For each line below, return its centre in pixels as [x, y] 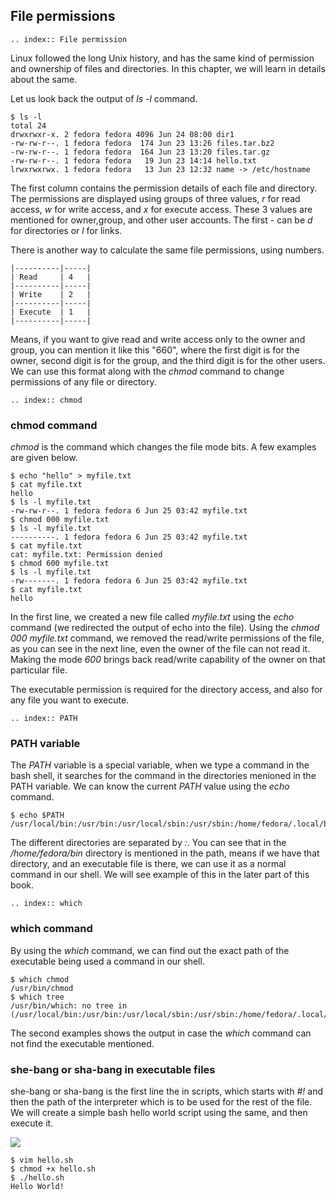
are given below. [44, 458]
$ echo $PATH [37, 815]
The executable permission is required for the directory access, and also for [166, 690]
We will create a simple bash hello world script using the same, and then [159, 1112]
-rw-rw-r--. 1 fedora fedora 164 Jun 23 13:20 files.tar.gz [140, 152]
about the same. [44, 79]
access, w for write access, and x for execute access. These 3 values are [161, 209]
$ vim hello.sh [42, 1160]
